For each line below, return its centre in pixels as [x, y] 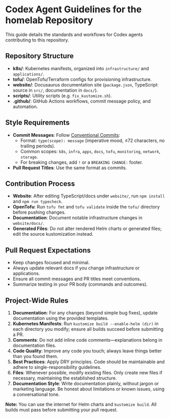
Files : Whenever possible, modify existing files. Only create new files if [88, 373]
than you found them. [35, 356]
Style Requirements [38, 123]
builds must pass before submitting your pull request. [61, 410]
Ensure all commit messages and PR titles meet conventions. [77, 279]
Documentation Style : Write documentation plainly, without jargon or [86, 383]
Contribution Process [40, 184]
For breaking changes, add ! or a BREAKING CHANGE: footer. [82, 162]
